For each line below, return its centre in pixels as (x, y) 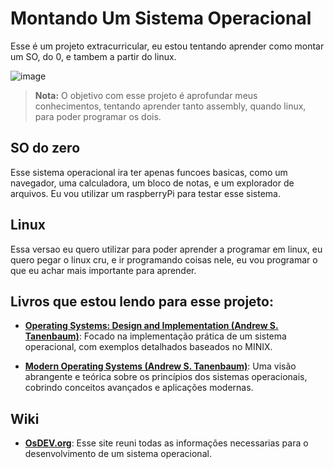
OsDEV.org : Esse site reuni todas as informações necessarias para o (166, 443)
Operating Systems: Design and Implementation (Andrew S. (151, 326)
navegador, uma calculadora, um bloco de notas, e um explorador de (152, 183)
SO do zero (45, 148)
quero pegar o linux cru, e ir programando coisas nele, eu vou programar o (164, 259)
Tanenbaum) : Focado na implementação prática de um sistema (155, 336)
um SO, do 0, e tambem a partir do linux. (93, 56)
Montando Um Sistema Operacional (161, 18)
